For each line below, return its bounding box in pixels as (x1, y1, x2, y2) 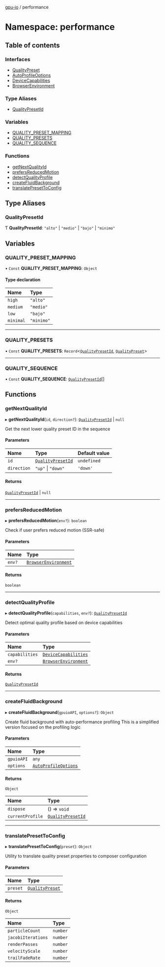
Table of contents (5, 41, 60, 49)
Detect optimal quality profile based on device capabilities (5, 620, 123, 626)
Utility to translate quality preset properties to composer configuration (5, 853, 147, 859)
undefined (78, 458, 101, 463)
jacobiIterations (7, 934, 48, 940)
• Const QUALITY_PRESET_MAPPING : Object (5, 265, 97, 271)
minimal (7, 318, 26, 324)
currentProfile (7, 814, 43, 819)
